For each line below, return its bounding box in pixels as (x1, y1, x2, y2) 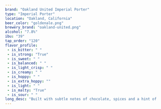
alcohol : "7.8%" (5, 29, 38, 34)
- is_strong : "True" (7, 52, 49, 57)
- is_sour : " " (7, 92, 38, 97)
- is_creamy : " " (7, 70, 42, 75)
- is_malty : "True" (7, 88, 47, 93)
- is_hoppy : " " (7, 74, 40, 79)
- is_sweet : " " (7, 56, 40, 61)
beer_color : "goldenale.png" (5, 20, 64, 26)
